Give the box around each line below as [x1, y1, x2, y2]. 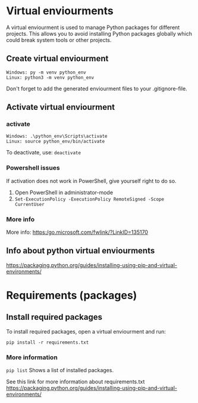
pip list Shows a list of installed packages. [6, 367, 114, 374]
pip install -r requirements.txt [6, 339, 89, 345]
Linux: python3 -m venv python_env [6, 74, 95, 81]
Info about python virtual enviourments [6, 246, 155, 256]
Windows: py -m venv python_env [6, 69, 86, 75]
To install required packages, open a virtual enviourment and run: [6, 328, 166, 335]
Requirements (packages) [6, 289, 137, 302]
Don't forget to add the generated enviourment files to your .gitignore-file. [6, 85, 187, 92]
